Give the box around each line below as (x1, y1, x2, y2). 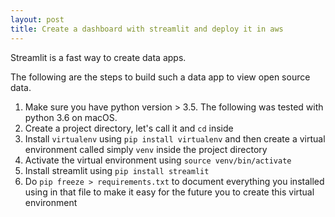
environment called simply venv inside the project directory (24, 143, 268, 155)
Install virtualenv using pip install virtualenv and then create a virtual (24, 132, 326, 145)
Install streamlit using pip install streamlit (24, 164, 210, 176)
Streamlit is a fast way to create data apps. (10, 51, 187, 63)
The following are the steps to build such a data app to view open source (10, 71, 311, 83)
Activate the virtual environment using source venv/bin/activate (24, 154, 292, 166)
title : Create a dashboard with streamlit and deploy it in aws (10, 24, 284, 34)
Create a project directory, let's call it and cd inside (24, 122, 234, 134)
